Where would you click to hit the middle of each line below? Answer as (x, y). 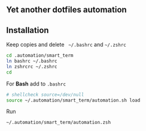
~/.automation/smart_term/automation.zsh (59, 123)
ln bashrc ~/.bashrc (32, 61)
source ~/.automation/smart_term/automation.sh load (73, 100)
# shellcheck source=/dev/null (45, 95)
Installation (28, 30)
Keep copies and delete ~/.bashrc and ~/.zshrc (66, 45)
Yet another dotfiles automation (66, 10)
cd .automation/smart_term (40, 56)
